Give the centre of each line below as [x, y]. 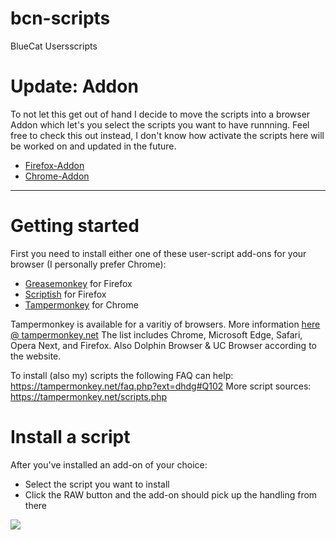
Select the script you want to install [97, 484]
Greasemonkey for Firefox [78, 283]
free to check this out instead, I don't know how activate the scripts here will [167, 135]
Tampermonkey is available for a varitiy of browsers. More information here [165, 324]
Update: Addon [74, 86]
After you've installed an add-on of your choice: [109, 464]
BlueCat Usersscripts [54, 46]
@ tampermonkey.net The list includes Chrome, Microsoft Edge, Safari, [156, 334]
